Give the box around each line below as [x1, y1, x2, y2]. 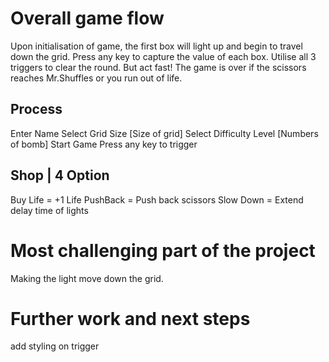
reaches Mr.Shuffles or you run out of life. [10, 72, 183, 84]
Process [10, 101, 63, 118]
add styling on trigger [10, 340, 100, 352]
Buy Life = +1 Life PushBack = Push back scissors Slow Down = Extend [10, 193, 304, 206]
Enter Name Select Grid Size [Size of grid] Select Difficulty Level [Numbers [10, 127, 319, 139]
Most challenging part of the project [10, 239, 316, 262]
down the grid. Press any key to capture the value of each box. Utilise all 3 [10, 50, 317, 62]
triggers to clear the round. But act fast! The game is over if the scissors [10, 61, 307, 73]
